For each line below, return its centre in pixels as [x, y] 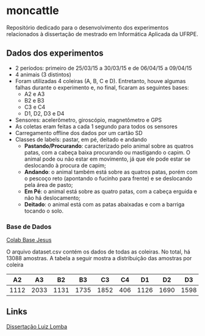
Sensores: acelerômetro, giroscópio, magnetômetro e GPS [88, 120]
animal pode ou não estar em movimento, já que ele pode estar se [107, 159]
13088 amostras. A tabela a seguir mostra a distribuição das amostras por [99, 258]
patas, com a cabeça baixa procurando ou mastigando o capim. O [107, 152]
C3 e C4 [35, 107]
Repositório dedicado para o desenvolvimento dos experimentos [88, 27]
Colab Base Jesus [29, 240]
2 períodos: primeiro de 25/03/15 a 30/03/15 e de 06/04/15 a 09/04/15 [103, 68]
